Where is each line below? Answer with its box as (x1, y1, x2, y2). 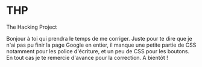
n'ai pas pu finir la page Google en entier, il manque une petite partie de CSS (6, 41, 197, 48)
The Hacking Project (6, 23, 57, 31)
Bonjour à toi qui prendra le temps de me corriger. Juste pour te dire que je (6, 35, 192, 42)
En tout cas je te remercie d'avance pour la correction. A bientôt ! (6, 54, 168, 61)
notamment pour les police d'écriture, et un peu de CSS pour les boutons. (6, 47, 190, 54)
